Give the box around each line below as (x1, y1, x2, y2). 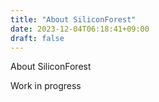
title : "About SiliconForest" (10, 14, 137, 25)
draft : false (10, 33, 65, 43)
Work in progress (10, 80, 82, 92)
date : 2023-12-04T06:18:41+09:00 (10, 24, 150, 34)
